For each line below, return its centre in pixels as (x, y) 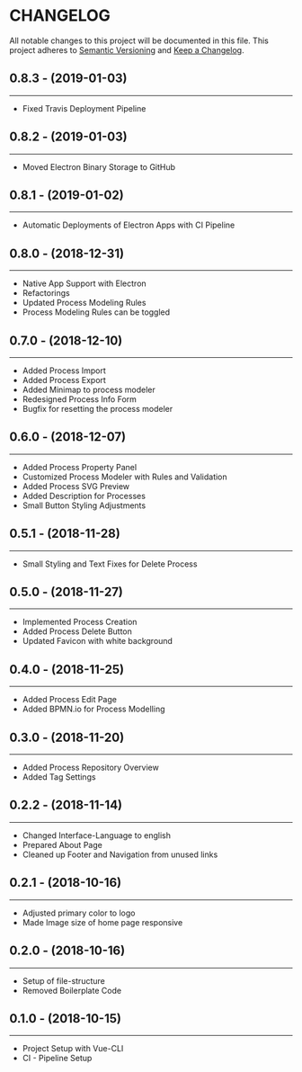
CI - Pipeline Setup (57, 1059)
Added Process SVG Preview (76, 486)
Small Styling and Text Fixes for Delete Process (110, 564)
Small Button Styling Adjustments (84, 505)
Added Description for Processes (84, 496)
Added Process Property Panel (80, 467)
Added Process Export (64, 380)
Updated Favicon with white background (98, 641)
